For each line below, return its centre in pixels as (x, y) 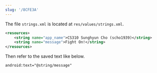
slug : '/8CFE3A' (22, 10)
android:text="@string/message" (39, 66)
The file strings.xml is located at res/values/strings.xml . (65, 24)
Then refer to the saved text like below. (45, 56)
